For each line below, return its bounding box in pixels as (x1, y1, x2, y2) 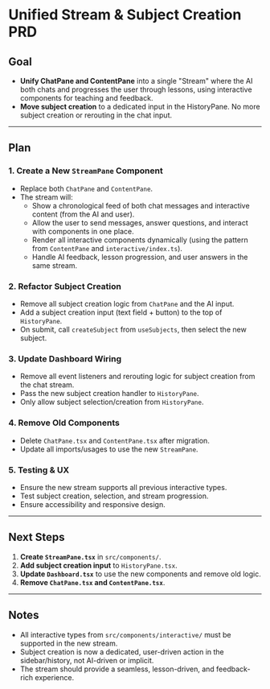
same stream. (31, 260, 78, 270)
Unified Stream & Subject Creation (8, 6, 242, 24)
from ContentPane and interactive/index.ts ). (31, 243, 183, 253)
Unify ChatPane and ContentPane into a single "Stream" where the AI (19, 76, 253, 85)
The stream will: (19, 192, 74, 202)
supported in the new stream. (19, 638, 118, 648)
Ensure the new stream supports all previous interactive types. (19, 482, 227, 492)
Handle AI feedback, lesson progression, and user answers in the (31, 252, 248, 262)
